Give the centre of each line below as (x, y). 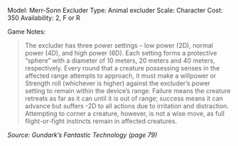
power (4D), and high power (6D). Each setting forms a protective (121, 53)
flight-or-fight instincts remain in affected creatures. (101, 121)
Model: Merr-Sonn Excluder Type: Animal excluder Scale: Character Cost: (115, 10)
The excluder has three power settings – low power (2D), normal (119, 45)
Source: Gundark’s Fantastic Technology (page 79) (82, 135)
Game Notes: (27, 32)
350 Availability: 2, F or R (44, 18)
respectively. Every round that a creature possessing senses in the (122, 68)
